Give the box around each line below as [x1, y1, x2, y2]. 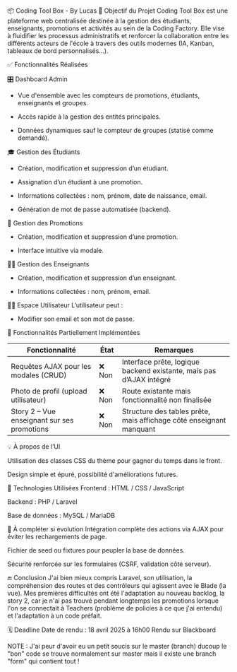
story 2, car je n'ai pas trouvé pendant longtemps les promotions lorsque [7, 596, 219, 605]
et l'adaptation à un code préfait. [7, 611, 102, 620]
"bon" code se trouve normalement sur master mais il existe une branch [7, 649, 217, 658]
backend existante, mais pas [122, 366, 217, 375]
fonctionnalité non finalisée [122, 395, 212, 405]
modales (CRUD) [11, 370, 67, 380]
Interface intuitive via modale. [17, 247, 104, 254]
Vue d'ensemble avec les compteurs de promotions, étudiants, [17, 91, 200, 100]
